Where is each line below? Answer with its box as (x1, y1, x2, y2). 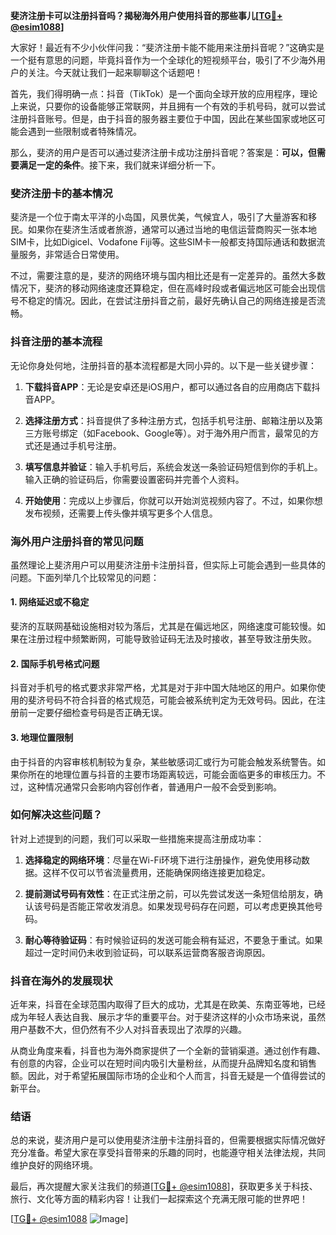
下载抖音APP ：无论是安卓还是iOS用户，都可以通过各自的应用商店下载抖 (24, 380, 321, 393)
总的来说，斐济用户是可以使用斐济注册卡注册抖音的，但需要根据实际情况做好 (10, 1134, 326, 1146)
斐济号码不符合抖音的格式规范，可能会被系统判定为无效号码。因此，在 (27, 694, 317, 706)
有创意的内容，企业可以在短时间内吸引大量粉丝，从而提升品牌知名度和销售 (10, 1057, 317, 1069)
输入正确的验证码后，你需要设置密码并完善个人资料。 (24, 473, 245, 485)
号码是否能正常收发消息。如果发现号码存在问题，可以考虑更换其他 (42, 900, 315, 912)
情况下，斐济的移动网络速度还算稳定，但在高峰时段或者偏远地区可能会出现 (10, 282, 317, 294)
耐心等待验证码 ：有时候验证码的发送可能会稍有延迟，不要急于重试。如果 (24, 934, 323, 946)
